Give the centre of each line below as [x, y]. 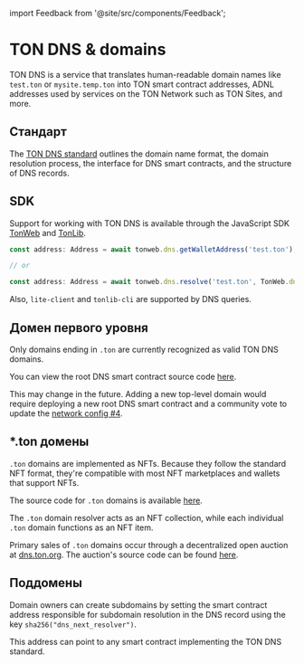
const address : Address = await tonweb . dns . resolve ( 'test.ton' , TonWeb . [149, 282]
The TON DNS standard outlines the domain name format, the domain [139, 154]
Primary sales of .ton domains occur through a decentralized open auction [149, 545]
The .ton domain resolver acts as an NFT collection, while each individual [147, 517]
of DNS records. [39, 173]
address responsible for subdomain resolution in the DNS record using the [148, 614]
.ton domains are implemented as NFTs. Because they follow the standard [148, 463]
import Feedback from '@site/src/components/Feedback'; [118, 13]
